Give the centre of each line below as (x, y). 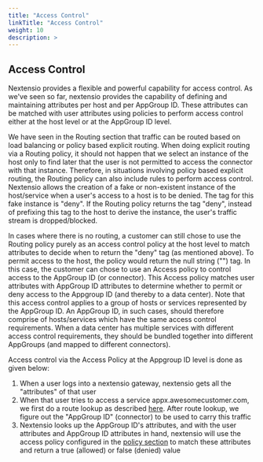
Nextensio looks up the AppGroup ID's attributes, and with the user (128, 425)
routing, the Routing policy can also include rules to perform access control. (131, 179)
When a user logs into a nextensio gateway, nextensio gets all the (125, 383)
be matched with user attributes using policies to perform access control (126, 113)
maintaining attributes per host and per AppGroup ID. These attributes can (128, 105)
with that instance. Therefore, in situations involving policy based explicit (126, 171)
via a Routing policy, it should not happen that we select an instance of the (128, 153)
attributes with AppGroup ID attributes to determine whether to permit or (125, 286)
